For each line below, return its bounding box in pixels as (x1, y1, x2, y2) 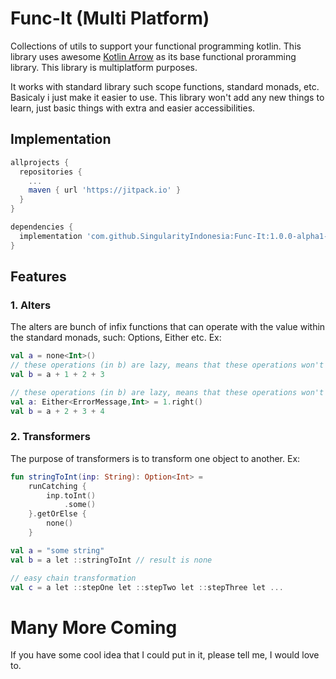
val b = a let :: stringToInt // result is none (10, 555, 213, 565)
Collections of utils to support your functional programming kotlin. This (10, 40, 302, 52)
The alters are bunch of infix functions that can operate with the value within (10, 321, 326, 333)
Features (10, 268, 67, 286)
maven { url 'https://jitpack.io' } (28, 185, 182, 196)
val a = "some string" (10, 545, 105, 556)
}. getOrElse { (28, 509, 87, 519)
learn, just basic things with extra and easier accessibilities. (10, 102, 256, 114)
